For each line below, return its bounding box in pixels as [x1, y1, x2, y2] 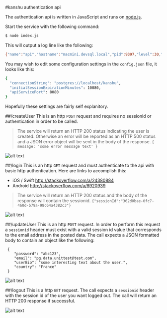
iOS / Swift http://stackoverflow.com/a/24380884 [12, 177, 114, 184]
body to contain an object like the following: [5, 237, 95, 244]
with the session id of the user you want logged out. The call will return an [5, 293, 157, 299]
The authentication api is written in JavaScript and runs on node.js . [5, 14, 142, 19]
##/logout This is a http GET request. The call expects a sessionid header [5, 287, 155, 294]
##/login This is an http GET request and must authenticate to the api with [5, 162, 155, 169]
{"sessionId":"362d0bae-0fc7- [91, 199, 155, 204]
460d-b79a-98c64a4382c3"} [17, 203, 71, 208]
